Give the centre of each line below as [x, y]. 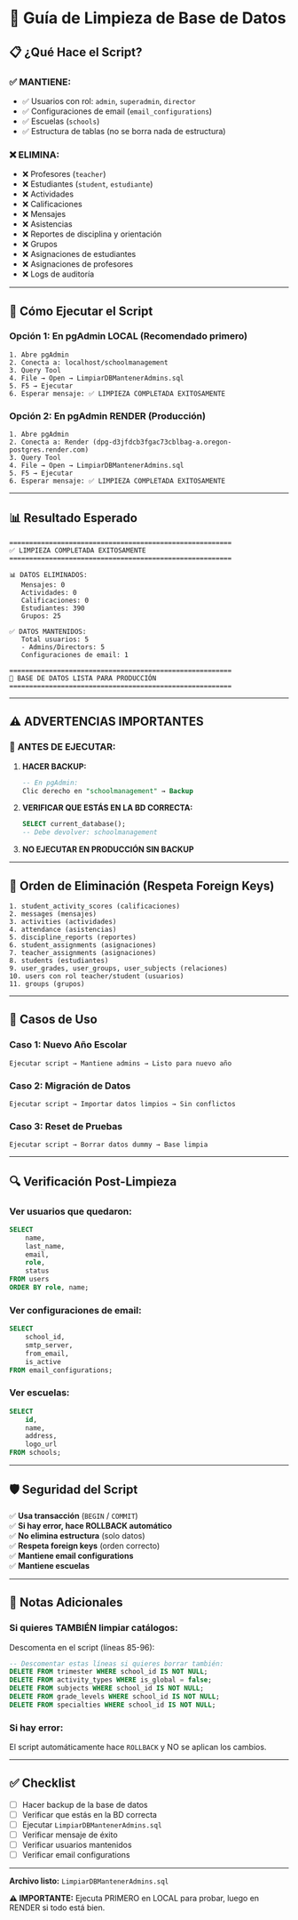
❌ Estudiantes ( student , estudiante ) [87, 184]
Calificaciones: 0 [55, 600]
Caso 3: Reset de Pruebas [66, 1126]
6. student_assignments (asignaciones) [83, 945]
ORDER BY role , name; [49, 1288]
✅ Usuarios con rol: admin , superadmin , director [109, 100]
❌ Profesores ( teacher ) [64, 174]
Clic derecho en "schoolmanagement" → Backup [107, 791]
